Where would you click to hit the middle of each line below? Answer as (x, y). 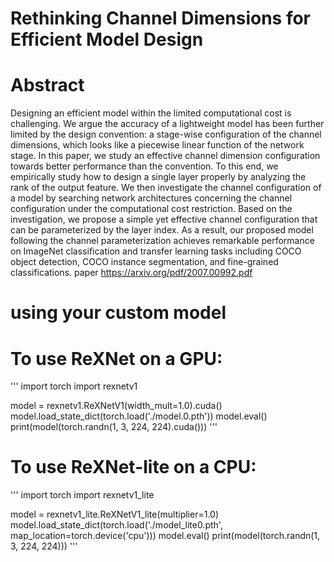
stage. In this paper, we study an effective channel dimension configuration (165, 156)
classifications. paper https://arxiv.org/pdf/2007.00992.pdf (131, 273)
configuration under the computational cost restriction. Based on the (151, 209)
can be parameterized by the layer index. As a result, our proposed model (162, 230)
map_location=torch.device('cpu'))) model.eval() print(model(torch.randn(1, (165, 536)
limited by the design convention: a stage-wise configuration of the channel (166, 134)
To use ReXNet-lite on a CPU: (133, 467)
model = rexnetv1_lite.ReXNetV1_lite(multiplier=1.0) (115, 514)
